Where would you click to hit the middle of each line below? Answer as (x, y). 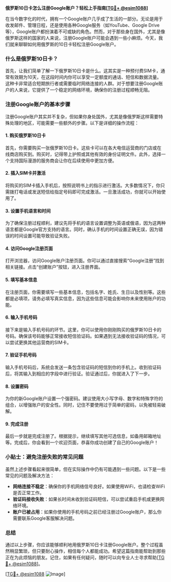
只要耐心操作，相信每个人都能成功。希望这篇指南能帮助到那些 (101, 551)
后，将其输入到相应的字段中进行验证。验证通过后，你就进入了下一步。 (79, 374)
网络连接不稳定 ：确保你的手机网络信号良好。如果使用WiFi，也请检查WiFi (89, 486)
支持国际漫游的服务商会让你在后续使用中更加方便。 (63, 161)
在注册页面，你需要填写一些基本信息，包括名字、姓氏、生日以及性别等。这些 (85, 292)
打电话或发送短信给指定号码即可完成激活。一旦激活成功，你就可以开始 (88, 192)
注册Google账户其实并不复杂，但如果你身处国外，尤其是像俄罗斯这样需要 (82, 116)
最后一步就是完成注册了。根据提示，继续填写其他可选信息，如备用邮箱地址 (83, 436)
